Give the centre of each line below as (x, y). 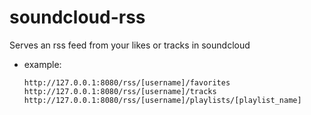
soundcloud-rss (77, 17)
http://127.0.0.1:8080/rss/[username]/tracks (120, 91)
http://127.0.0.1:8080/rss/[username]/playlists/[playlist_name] (162, 100)
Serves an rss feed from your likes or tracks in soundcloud (130, 45)
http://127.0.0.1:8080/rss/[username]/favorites (127, 82)
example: (42, 64)
